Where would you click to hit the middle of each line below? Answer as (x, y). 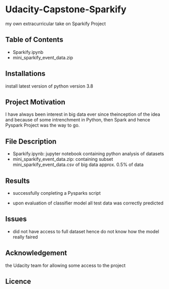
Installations (26, 74)
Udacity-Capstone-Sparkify (66, 9)
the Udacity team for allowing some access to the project (66, 265)
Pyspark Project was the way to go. (43, 125)
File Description (31, 141)
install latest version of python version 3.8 (49, 86)
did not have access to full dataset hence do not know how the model (86, 231)
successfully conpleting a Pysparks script (57, 193)
